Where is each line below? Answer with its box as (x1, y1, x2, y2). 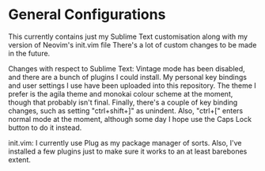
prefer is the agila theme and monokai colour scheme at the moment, (8, 89, 233, 98)
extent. (8, 154, 32, 164)
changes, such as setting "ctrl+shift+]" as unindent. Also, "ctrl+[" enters (8, 105, 244, 116)
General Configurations (8, 6, 166, 24)
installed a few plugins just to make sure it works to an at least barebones (8, 146, 248, 156)
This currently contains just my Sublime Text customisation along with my (8, 32, 248, 41)
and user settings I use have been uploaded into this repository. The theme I (8, 81, 257, 90)
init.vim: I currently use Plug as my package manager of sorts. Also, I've (8, 138, 243, 147)
